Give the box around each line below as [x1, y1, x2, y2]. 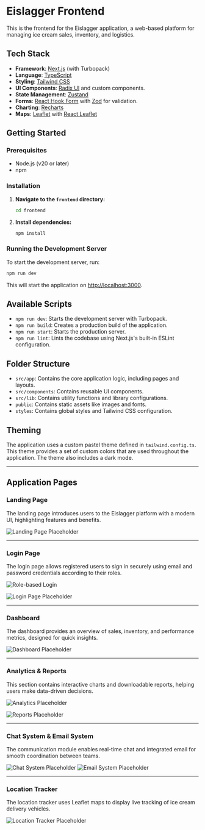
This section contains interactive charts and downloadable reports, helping [6, 681, 195, 688]
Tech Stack [6, 49, 50, 59]
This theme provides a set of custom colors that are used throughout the [6, 448, 189, 455]
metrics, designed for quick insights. [6, 634, 98, 642]
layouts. [15, 381, 35, 388]
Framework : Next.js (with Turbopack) [15, 65, 110, 72]
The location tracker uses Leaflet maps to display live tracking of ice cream [6, 799, 195, 806]
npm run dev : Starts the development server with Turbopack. [15, 315, 167, 323]
